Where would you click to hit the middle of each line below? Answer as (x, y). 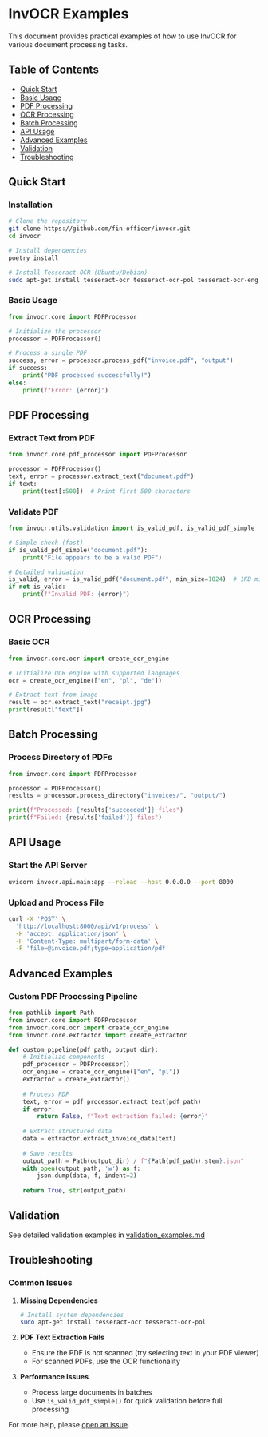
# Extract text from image (53, 695)
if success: (28, 368)
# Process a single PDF (48, 353)
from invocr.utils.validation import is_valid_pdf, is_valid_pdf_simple (132, 528)
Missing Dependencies (59, 1300)
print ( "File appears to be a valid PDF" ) (92, 557)
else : (17, 383)
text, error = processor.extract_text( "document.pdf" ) (101, 476)
